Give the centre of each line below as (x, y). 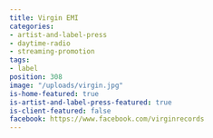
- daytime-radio (40, 43)
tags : (19, 60)
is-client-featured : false (60, 111)
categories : (32, 26)
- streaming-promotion (52, 52)
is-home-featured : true (54, 94)
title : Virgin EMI (44, 18)
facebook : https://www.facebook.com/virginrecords (107, 119)
